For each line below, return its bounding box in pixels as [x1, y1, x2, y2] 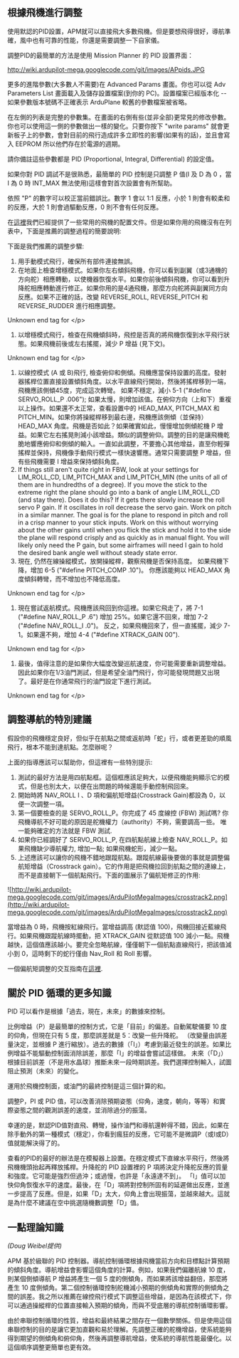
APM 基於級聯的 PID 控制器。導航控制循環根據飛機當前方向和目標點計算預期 [7, 1257, 230, 1265]
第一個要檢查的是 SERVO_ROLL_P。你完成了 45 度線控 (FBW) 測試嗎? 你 [17, 809, 229, 817]
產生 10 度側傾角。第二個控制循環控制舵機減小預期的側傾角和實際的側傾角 [7, 1283, 223, 1292]
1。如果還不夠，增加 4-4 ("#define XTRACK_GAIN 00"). [17, 630, 180, 638]
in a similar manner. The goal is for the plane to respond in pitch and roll [17, 510, 228, 519]
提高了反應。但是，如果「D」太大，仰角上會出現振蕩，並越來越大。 [19, 1189, 218, 1198]
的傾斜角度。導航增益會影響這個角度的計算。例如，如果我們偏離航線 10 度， [7, 1265, 230, 1274]
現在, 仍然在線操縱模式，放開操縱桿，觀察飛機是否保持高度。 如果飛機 [17, 557, 223, 565]
